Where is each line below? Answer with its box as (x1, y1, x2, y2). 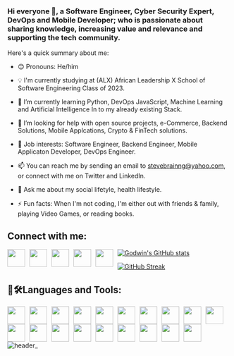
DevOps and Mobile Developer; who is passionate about (7, 15, 203, 25)
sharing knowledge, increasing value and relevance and (7, 24, 203, 34)
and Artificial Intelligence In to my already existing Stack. (17, 105, 183, 113)
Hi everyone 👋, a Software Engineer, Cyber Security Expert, (7, 6, 215, 16)
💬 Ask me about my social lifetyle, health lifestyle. (17, 185, 162, 194)
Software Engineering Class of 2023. (17, 84, 125, 92)
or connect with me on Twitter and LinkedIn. (17, 172, 146, 180)
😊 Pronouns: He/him (17, 63, 79, 71)
